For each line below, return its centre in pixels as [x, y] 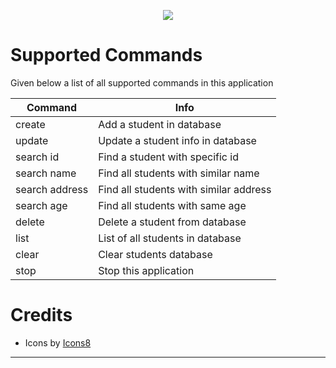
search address [52, 189]
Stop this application [146, 270]
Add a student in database [160, 124]
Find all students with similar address [185, 189]
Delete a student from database [172, 222]
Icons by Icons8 [58, 342]
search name [46, 173]
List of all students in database [170, 238]
